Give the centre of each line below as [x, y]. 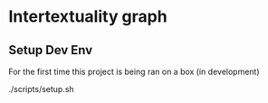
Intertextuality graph [88, 17]
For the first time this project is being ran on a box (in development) [134, 71]
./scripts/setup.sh [41, 89]
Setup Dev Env [51, 50]
